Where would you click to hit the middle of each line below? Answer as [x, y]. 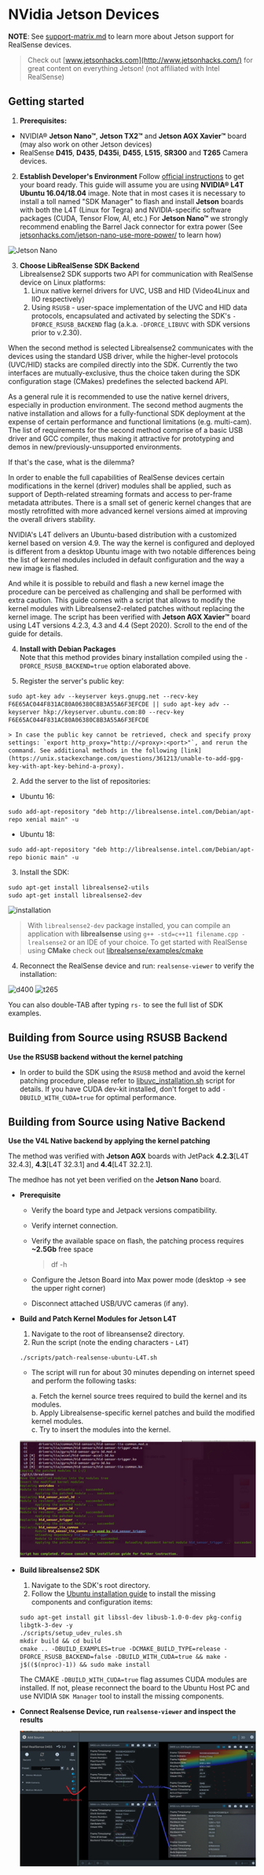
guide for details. [35, 633]
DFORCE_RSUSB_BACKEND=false [65, 1657]
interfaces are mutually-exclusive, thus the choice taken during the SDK [125, 373]
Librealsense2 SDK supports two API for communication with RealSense [136, 274]
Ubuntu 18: [37, 834]
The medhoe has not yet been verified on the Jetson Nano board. [115, 1180]
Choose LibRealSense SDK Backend [79, 265]
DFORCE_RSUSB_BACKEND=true [64, 666]
